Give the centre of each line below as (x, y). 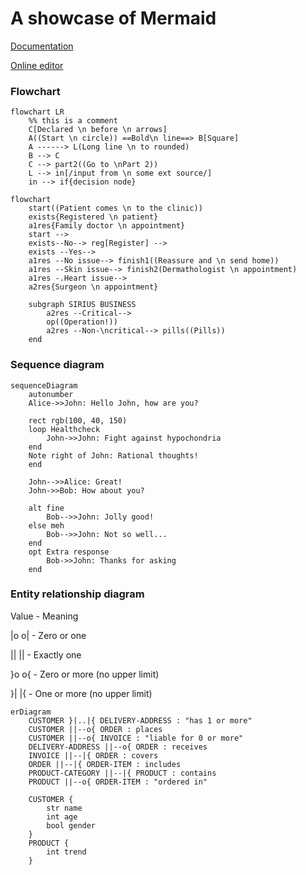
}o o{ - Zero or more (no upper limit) (85, 674)
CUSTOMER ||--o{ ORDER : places (95, 729)
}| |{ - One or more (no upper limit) (81, 693)
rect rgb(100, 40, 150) (78, 420)
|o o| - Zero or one (48, 635)
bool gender (71, 825)
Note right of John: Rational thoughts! (113, 455)
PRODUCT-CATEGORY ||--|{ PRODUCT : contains (122, 773)
